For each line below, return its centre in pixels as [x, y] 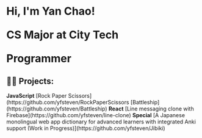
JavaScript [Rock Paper [37, 96]
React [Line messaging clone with [151, 109]
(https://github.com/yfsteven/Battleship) [57, 109]
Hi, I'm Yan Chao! [51, 11]
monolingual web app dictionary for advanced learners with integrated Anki [101, 122]
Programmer [39, 59]
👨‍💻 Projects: [30, 81]
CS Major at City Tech [63, 35]
